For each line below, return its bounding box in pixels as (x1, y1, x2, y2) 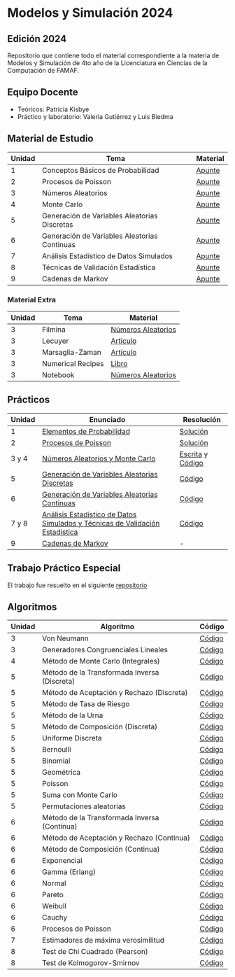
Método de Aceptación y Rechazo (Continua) (41, 833, 190, 843)
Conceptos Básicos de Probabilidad (41, 165, 159, 175)
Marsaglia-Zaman (41, 347, 101, 357)
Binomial (41, 756, 71, 766)
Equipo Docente (7, 86, 78, 99)
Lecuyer (41, 336, 69, 346)
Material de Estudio (7, 133, 94, 145)
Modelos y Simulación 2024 (7, 5, 173, 21)
